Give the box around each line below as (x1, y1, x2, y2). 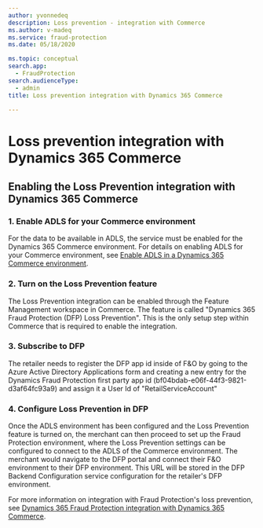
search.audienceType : (8, 76, 79, 85)
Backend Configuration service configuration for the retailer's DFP (8, 471, 222, 481)
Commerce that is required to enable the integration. (8, 321, 178, 331)
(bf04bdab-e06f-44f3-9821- (152, 375, 247, 385)
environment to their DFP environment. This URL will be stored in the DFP (8, 463, 245, 472)
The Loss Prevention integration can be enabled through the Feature (8, 296, 229, 306)
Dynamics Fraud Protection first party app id (8, 375, 152, 385)
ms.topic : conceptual (8, 55, 79, 63)
